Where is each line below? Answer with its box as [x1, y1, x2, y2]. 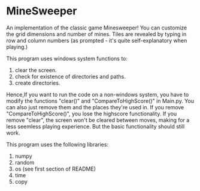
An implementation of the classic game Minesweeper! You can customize [6, 24, 187, 31]
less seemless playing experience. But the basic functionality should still [6, 123, 185, 130]
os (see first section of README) [14, 165, 96, 172]
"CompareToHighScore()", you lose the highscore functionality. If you [6, 110, 177, 117]
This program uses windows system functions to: [6, 55, 128, 62]
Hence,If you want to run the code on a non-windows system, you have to [6, 91, 189, 98]
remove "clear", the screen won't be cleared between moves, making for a [6, 116, 190, 124]
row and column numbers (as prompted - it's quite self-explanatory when [6, 37, 187, 44]
